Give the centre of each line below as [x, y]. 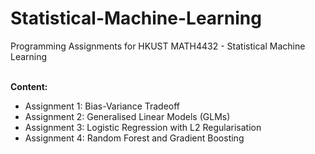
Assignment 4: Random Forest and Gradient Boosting [134, 138]
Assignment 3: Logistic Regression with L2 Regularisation [143, 127]
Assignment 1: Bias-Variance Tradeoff [102, 106]
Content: [29, 86]
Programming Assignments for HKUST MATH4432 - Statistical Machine [158, 46]
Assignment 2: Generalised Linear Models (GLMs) [127, 116]
